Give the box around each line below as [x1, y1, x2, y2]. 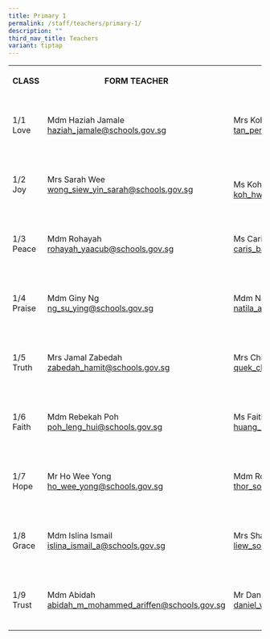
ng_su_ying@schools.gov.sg [47, 303, 154, 314]
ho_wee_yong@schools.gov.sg [47, 480, 163, 492]
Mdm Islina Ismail [47, 530, 112, 542]
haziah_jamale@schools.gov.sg [47, 125, 166, 136]
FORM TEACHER [104, 76, 169, 87]
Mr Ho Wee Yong [47, 471, 112, 482]
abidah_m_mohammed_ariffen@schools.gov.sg [47, 600, 227, 611]
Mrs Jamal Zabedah [47, 352, 123, 363]
